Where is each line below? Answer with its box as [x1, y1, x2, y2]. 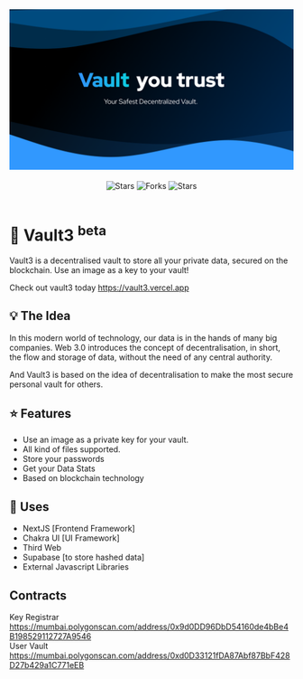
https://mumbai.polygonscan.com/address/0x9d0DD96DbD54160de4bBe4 [9, 621, 289, 632]
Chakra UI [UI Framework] [22, 533, 120, 543]
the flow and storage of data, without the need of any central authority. [9, 352, 273, 363]
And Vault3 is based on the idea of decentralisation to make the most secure [9, 369, 294, 380]
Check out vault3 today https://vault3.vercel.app [9, 282, 189, 293]
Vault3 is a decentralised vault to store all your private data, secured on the [9, 255, 289, 266]
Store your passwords [22, 454, 106, 465]
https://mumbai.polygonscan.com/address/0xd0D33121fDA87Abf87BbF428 [9, 650, 290, 661]
